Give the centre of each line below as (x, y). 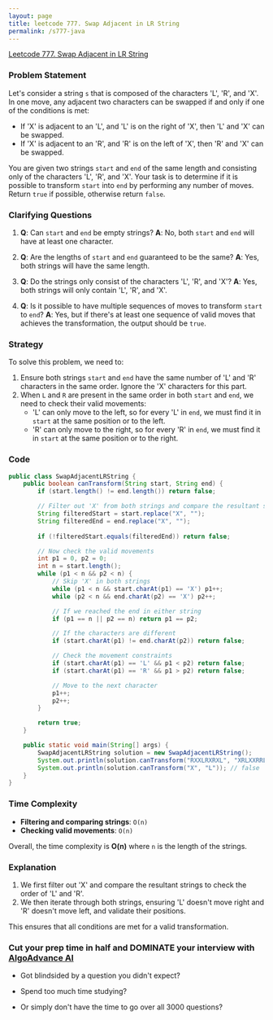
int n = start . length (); (80, 567)
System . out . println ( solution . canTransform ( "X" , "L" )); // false (149, 768)
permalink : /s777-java (47, 31)
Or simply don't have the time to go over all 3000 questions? (121, 1007)
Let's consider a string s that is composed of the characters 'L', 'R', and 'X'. (134, 93)
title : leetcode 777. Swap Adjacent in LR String (94, 24)
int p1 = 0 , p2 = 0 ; (72, 558)
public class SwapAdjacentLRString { (72, 476)
